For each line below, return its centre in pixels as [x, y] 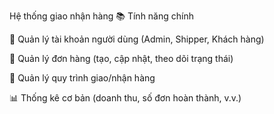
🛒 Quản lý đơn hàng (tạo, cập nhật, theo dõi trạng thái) [121, 58]
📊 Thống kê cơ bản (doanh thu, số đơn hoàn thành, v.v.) [125, 98]
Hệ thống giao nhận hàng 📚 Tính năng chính [101, 16]
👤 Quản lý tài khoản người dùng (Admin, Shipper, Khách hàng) [137, 39]
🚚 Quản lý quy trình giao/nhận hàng [82, 78]
